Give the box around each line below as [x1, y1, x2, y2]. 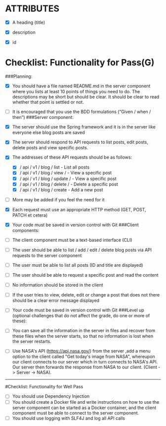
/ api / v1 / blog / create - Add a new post [19, 186, 103, 192]
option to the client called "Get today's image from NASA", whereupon [12, 354, 156, 360]
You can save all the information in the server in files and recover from [12, 328, 156, 334]
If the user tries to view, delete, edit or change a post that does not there [12, 292, 160, 298]
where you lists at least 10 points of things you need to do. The [12, 89, 140, 95]
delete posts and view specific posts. [12, 145, 88, 151]
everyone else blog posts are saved [12, 129, 85, 135]
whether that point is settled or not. [12, 99, 84, 105]
